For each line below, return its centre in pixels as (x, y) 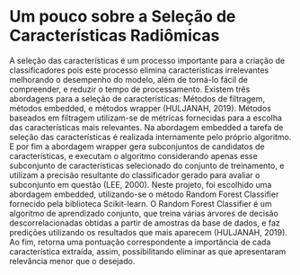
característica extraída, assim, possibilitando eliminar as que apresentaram (148, 251)
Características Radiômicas (115, 35)
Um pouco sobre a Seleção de (123, 17)
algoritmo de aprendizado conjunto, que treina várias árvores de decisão (144, 213)
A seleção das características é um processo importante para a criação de (147, 60)
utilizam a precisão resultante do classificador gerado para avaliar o (135, 175)
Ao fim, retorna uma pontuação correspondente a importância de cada (140, 242)
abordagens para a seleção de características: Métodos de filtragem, (137, 98)
